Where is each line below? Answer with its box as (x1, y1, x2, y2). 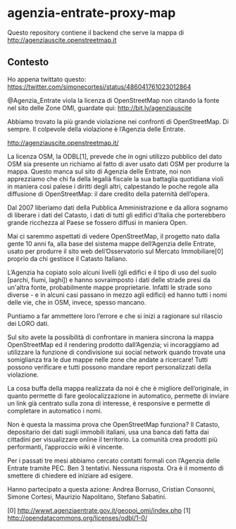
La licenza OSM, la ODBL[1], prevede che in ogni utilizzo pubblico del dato (7, 152, 223, 160)
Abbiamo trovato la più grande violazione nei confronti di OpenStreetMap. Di (7, 117, 229, 126)
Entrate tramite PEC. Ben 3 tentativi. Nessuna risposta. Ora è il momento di (7, 463, 224, 472)
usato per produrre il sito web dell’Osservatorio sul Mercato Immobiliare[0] (7, 247, 224, 255)
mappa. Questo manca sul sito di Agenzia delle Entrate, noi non (7, 167, 192, 176)
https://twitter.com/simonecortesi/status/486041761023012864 (7, 83, 192, 91)
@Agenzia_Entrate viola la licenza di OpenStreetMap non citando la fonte (7, 96, 220, 104)
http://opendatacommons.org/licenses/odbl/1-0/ (7, 513, 148, 522)
